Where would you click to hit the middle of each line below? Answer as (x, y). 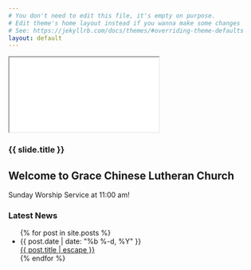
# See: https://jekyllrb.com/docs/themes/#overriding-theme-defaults (126, 30)
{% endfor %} (43, 258)
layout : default (35, 38)
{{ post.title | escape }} (57, 250)
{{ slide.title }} (37, 150)
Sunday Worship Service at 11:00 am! (69, 195)
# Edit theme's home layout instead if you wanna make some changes (124, 23)
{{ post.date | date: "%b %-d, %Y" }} (80, 241)
